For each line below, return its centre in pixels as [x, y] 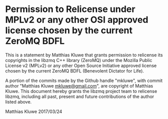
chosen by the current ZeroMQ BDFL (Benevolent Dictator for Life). [75, 70]
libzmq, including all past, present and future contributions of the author [80, 96]
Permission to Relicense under [70, 9]
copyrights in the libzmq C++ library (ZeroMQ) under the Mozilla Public [79, 60]
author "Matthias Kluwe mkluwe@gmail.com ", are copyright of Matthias [79, 85]
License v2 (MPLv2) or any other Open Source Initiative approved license [81, 65]
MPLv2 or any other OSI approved [77, 20]
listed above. [18, 101]
